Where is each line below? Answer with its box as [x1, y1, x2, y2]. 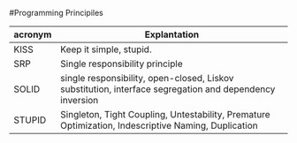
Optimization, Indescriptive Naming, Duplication [60, 119, 258, 132]
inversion [60, 94, 99, 106]
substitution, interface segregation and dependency [60, 83, 276, 95]
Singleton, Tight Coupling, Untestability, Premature [60, 109, 271, 120]
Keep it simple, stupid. [60, 43, 152, 56]
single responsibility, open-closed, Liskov [60, 72, 234, 84]
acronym [13, 28, 52, 41]
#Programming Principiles [9, 8, 103, 18]
